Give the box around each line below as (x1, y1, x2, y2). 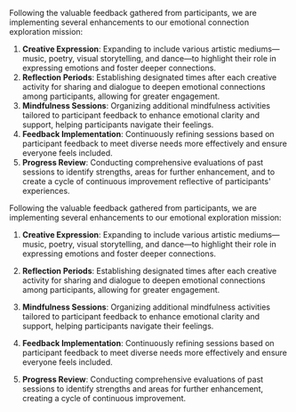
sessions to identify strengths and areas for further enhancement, (21, 384, 264, 394)
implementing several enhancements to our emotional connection (9, 17, 250, 28)
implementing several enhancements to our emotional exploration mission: (9, 213, 282, 222)
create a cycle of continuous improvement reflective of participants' (21, 176, 271, 186)
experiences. (21, 186, 70, 196)
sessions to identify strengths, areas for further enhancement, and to (21, 166, 276, 177)
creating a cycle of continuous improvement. (21, 393, 187, 403)
